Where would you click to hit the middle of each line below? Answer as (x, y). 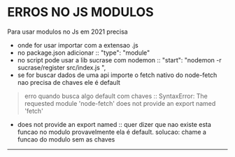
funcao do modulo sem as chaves (66, 139)
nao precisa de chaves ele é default (69, 82)
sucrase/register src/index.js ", (62, 67)
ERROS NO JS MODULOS (80, 12)
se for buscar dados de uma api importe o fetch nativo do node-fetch (117, 75)
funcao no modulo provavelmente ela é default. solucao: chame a (112, 132)
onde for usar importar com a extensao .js (78, 45)
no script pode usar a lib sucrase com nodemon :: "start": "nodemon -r (119, 60)
